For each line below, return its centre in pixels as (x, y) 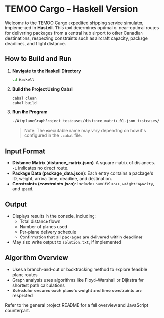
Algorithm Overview (36, 258)
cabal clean (24, 98)
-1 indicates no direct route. (40, 168)
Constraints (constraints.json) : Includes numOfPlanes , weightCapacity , (83, 184)
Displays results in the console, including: (54, 216)
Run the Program (30, 112)
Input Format (25, 151)
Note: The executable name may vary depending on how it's (85, 131)
